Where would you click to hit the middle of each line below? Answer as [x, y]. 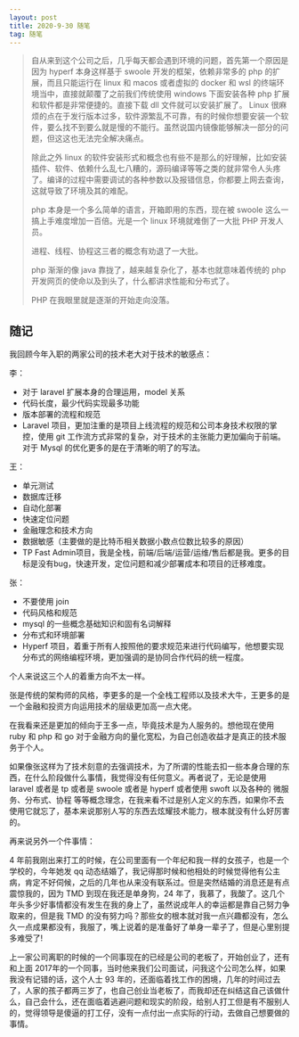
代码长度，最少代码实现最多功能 [81, 403]
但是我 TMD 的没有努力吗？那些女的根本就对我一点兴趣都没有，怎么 [164, 916]
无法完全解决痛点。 [113, 138]
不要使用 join [45, 602]
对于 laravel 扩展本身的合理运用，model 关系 [103, 392]
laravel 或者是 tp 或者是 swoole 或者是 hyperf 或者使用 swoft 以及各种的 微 [145, 789]
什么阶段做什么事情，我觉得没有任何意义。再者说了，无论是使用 [149, 778]
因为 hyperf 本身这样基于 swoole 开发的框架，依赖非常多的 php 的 [152, 71]
